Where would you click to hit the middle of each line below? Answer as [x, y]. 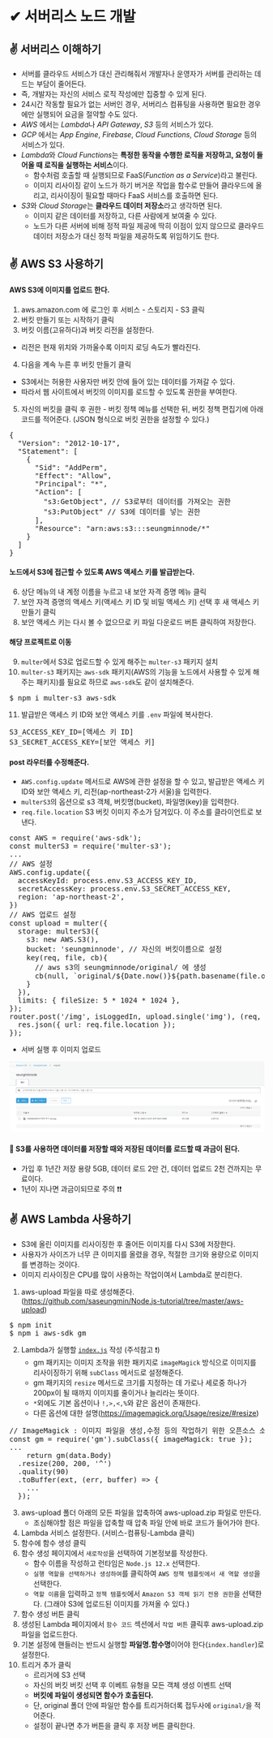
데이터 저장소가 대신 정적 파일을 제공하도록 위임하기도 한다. [126, 236]
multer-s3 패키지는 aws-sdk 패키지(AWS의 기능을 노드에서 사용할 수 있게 [136, 672]
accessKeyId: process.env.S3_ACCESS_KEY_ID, [107, 881]
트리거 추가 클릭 [46, 1664]
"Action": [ [58, 492]
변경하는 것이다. [55, 1264]
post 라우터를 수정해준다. [49, 762]
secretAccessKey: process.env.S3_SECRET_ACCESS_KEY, [124, 889]
